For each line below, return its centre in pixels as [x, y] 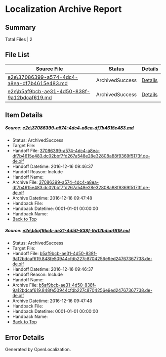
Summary [21, 27]
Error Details [25, 337]
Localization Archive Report [63, 9]
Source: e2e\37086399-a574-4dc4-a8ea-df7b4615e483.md [70, 128]
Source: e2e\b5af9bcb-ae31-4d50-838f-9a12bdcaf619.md [67, 230]
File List [17, 55]
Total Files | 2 [19, 39]
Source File [49, 69]
